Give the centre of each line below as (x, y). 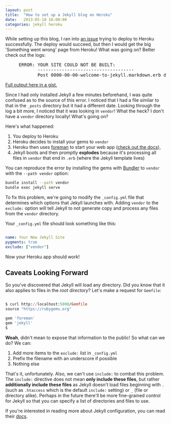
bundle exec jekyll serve (33, 188)
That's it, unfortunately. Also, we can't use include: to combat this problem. (85, 373)
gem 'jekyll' (19, 323)
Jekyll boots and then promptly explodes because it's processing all (84, 153)
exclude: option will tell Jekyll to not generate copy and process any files (82, 208)
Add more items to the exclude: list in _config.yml (65, 353)
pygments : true (21, 242)
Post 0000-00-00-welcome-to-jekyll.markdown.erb (99, 75)
